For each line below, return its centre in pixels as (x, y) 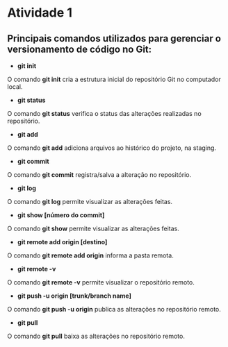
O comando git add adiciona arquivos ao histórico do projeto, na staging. (112, 148)
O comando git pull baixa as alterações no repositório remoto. (96, 336)
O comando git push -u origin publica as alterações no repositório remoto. (114, 309)
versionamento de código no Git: (80, 49)
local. (15, 87)
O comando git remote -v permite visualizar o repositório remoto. (101, 282)
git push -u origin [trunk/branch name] (74, 296)
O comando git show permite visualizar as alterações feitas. (93, 228)
